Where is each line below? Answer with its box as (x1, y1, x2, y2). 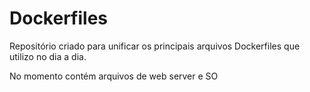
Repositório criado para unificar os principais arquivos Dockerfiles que (9, 40, 301, 52)
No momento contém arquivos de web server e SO (9, 70, 219, 82)
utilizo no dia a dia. (9, 50, 87, 62)
